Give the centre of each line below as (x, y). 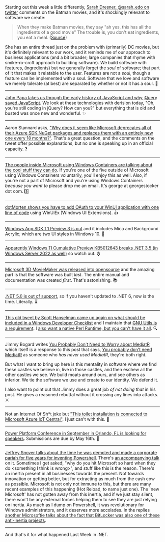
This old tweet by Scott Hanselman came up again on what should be (75, 318)
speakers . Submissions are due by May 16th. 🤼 (52, 438)
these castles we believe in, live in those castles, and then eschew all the (79, 369)
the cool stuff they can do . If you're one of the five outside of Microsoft (77, 170)
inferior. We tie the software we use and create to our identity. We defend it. (82, 380)
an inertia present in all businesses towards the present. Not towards (75, 474)
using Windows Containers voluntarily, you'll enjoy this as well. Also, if (76, 175)
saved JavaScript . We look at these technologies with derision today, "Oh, (80, 103)
